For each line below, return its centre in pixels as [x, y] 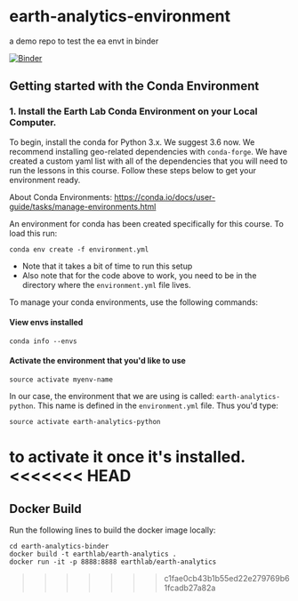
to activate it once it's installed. [128, 457]
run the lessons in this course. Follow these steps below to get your [133, 170]
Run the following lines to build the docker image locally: [113, 530]
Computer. [33, 123]
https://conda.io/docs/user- [165, 196]
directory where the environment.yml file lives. [106, 284]
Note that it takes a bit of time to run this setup [107, 266]
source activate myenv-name [61, 380]
